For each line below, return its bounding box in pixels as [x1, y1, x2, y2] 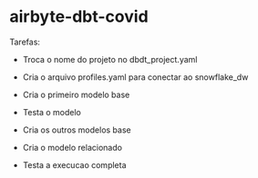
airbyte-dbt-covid [9, 6, 149, 27]
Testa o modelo [22, 106, 82, 117]
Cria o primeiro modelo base [22, 89, 130, 100]
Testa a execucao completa [22, 159, 127, 170]
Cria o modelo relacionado [22, 142, 123, 153]
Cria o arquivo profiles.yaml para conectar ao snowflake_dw [22, 71, 249, 83]
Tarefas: [9, 36, 41, 47]
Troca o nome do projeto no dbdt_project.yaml [22, 54, 198, 64]
